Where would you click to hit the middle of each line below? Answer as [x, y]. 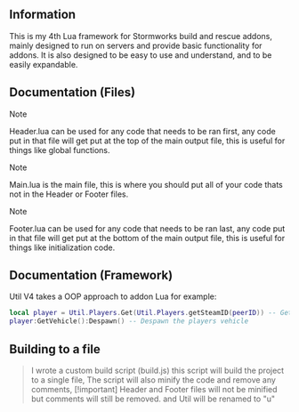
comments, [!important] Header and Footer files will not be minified [154, 389]
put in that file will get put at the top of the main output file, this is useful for [147, 141]
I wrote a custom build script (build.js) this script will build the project [158, 370]
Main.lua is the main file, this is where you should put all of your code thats [146, 184]
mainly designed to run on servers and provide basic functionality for [136, 45]
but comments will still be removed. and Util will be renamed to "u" [153, 399]
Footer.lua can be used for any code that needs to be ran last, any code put [147, 228]
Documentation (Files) [73, 93]
